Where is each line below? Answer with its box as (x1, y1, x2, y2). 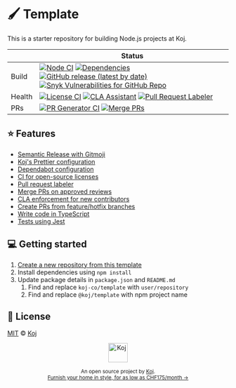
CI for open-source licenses (17, 172, 99, 180)
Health (11, 91, 33, 101)
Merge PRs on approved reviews (17, 187, 112, 196)
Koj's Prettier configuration (17, 157, 96, 166)
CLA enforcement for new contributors (17, 194, 130, 203)
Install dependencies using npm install (17, 268, 132, 276)
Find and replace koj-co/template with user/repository (27, 283, 189, 291)
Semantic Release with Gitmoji (17, 149, 105, 159)
